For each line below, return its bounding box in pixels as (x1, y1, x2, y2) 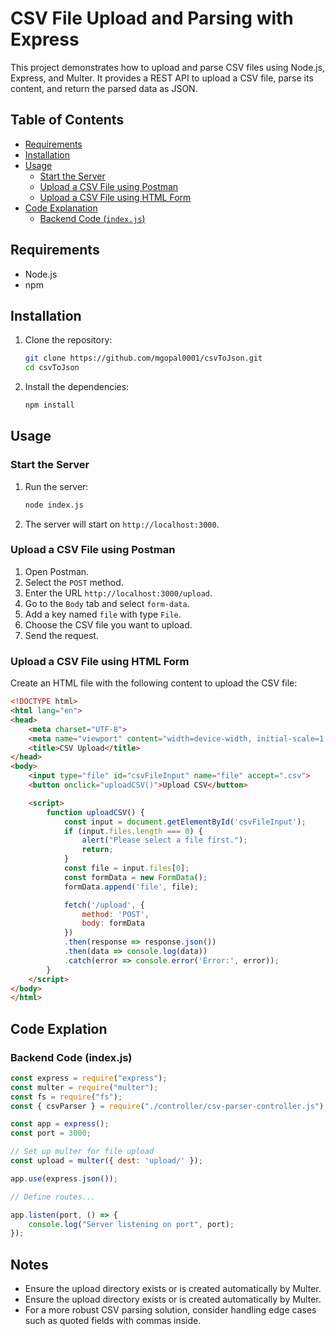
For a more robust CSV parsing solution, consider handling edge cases (24, 1304, 317, 1316)
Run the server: (24, 480, 89, 492)
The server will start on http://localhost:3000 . (24, 518, 220, 530)
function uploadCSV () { (46, 807, 145, 817)
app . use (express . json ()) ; (10, 1173, 118, 1184)
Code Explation (10, 1020, 108, 1037)
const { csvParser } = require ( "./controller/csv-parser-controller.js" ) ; (10, 1101, 329, 1111)
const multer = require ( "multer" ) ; (10, 1082, 159, 1092)
